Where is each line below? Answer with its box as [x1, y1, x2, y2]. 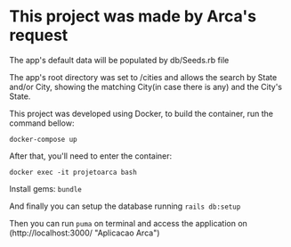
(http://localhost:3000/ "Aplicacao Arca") [9, 227, 160, 238]
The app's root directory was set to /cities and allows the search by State [9, 71, 278, 82]
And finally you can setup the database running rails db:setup [9, 201, 241, 211]
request [9, 25, 69, 45]
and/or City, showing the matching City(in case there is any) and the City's [9, 81, 283, 92]
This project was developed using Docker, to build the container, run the [9, 108, 274, 119]
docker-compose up [9, 135, 77, 144]
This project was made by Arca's [9, 6, 256, 27]
